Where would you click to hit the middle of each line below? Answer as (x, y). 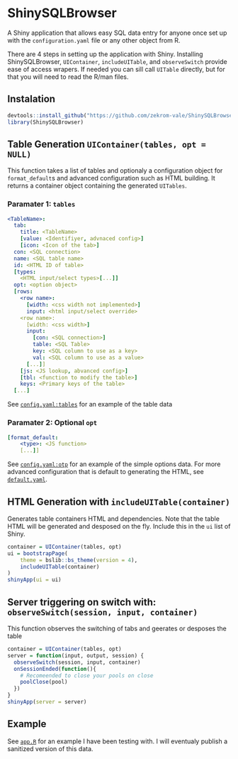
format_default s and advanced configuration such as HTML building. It (112, 178)
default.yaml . (27, 479)
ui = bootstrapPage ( (38, 553)
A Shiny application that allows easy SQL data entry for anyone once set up (117, 33)
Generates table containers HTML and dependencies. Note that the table (113, 518)
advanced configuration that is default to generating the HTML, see (106, 472)
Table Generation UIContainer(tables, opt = (107, 144)
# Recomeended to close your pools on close (87, 675)
